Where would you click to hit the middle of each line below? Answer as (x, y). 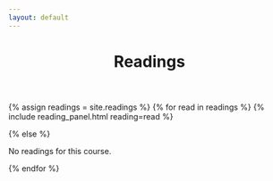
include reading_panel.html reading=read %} (91, 116)
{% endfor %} (34, 168)
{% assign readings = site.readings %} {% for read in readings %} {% (136, 107)
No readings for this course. (60, 151)
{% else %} (30, 134)
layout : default (38, 17)
